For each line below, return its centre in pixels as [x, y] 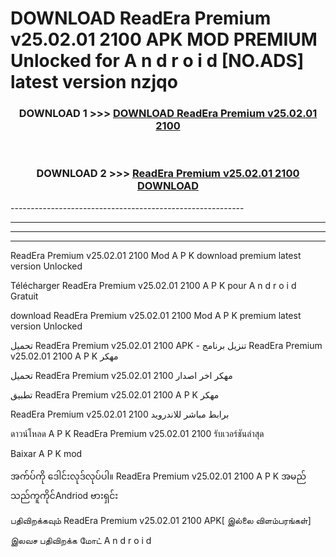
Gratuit [24, 296]
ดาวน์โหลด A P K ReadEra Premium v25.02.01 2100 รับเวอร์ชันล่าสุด [137, 433]
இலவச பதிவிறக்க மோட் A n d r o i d [81, 540]
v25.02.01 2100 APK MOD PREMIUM [164, 39]
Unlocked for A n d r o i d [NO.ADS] [157, 61]
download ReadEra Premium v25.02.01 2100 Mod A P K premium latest [156, 315]
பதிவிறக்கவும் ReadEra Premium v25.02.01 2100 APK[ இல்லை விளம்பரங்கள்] [161, 520]
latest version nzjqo [94, 82]
